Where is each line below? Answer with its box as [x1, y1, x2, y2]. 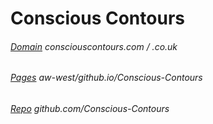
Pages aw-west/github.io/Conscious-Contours [10, 72, 203, 84]
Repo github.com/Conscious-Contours [10, 103, 170, 114]
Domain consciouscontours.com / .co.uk [10, 40, 178, 52]
